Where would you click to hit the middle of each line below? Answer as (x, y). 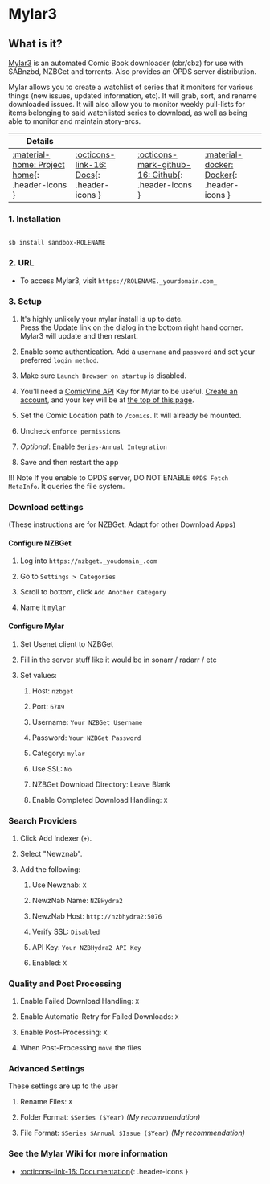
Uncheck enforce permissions (70, 430)
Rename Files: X (46, 1102)
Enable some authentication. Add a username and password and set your (137, 351)
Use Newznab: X (59, 885)
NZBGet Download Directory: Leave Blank (101, 784)
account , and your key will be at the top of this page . (107, 400)
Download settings (46, 507)
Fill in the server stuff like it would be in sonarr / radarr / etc (118, 660)
